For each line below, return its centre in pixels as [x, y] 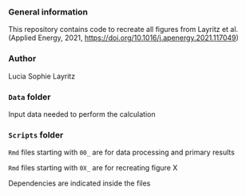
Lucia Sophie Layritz [42, 76]
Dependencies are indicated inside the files [79, 183]
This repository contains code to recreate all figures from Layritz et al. [123, 30]
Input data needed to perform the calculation [82, 114]
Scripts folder [36, 134]
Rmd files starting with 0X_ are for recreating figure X [93, 168]
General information [48, 12]
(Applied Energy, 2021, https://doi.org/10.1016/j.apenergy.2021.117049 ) [124, 38]
